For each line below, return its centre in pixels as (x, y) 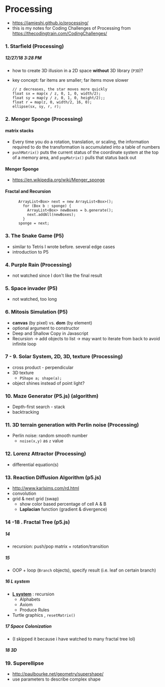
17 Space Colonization (28, 626)
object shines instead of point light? (48, 383)
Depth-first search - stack (39, 407)
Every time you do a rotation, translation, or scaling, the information (81, 142)
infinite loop (24, 344)
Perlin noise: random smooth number (50, 436)
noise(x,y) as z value (41, 441)
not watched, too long (34, 299)
